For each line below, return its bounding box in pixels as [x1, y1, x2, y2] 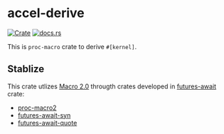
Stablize [7, 63, 45, 76]
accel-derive [7, 5, 85, 21]
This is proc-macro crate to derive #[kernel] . [7, 42, 137, 51]
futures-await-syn [17, 110, 71, 119]
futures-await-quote [17, 118, 78, 127]
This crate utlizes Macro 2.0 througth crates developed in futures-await [7, 82, 217, 91]
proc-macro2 [17, 103, 57, 112]
